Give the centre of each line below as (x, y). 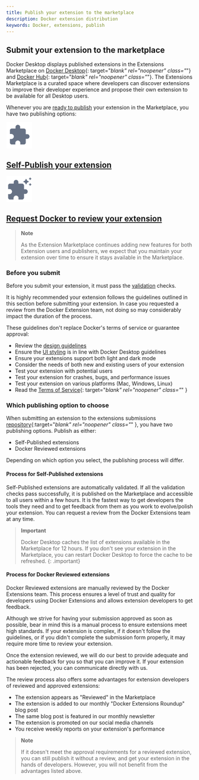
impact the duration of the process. (49, 316)
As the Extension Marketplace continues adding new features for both (106, 245)
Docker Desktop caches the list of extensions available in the (95, 542)
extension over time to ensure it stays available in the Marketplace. (102, 257)
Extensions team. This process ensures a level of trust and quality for (91, 594)
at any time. (20, 519)
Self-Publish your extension (59, 165)
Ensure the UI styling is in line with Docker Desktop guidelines (90, 352)
